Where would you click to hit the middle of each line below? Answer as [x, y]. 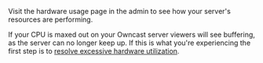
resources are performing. [51, 19]
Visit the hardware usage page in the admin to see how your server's [120, 11]
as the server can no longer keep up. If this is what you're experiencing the [130, 43]
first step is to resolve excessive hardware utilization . [94, 51]
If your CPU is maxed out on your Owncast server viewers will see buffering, [131, 35]
